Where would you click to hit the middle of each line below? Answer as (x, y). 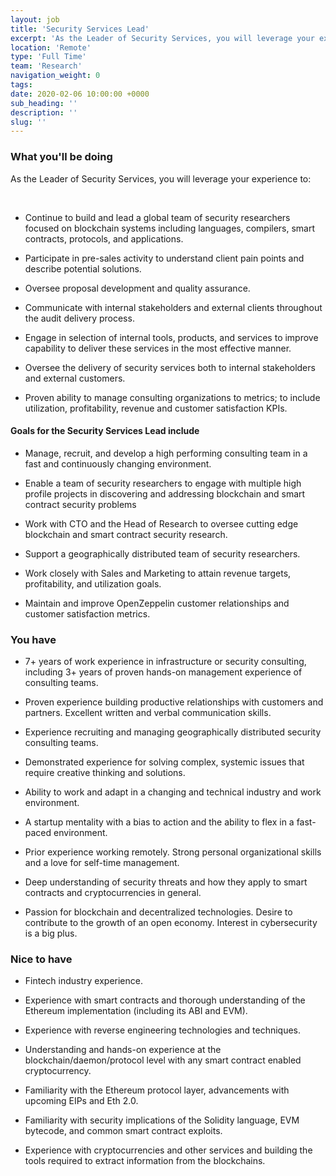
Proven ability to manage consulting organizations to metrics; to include (172, 397)
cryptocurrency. (58, 1071)
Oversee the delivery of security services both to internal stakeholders (170, 367)
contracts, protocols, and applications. (104, 238)
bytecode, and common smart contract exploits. (123, 1131)
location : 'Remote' (51, 47)
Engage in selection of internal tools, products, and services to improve (171, 337)
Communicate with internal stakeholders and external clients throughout (173, 307)
